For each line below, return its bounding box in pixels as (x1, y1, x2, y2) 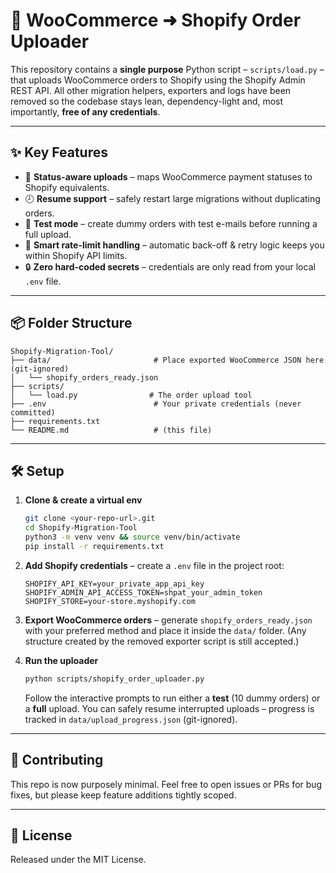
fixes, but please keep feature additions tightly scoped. (10, 789, 237, 801)
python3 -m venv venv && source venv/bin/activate (24, 532, 241, 543)
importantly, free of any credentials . (10, 105, 161, 118)
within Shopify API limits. (24, 249, 128, 261)
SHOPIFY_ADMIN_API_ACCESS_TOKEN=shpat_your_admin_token (24, 587, 263, 598)
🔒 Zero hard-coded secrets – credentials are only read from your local (24, 260, 316, 273)
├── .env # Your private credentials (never (10, 399, 302, 409)
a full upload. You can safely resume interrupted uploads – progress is (24, 702, 315, 714)
